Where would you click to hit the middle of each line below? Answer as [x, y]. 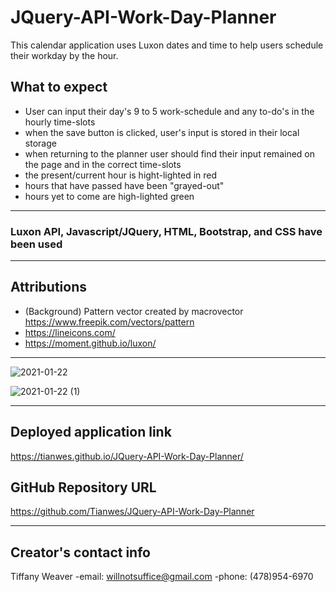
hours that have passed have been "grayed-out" [124, 185]
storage [40, 143]
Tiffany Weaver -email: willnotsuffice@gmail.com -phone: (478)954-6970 [162, 577]
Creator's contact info [80, 552]
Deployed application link [91, 432]
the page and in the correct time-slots [103, 164]
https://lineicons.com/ [70, 332]
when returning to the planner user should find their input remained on [169, 153]
